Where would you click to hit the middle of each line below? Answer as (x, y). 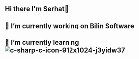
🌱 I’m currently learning (42, 43)
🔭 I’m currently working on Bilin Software (69, 26)
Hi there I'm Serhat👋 (37, 9)
